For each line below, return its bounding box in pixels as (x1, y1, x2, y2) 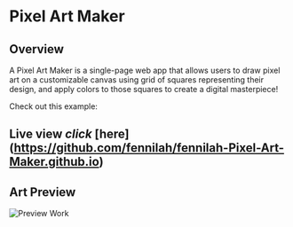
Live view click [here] (9, 127, 130, 142)
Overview (9, 42, 65, 57)
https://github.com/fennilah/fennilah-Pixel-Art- (13, 140, 285, 156)
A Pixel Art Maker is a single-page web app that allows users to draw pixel (9, 65, 281, 75)
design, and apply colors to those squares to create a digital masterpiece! (9, 84, 279, 94)
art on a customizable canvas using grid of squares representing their (9, 74, 265, 85)
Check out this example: (9, 101, 98, 112)
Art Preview (9, 184, 76, 200)
